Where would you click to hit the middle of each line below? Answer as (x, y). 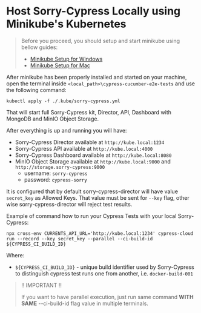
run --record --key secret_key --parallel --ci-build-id (80, 239)
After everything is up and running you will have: (67, 130)
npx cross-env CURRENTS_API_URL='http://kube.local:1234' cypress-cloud (100, 233)
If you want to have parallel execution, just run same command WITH (107, 297)
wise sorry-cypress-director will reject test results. (69, 204)
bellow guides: (39, 47)
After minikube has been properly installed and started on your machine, (97, 77)
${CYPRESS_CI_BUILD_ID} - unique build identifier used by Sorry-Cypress (105, 267)
